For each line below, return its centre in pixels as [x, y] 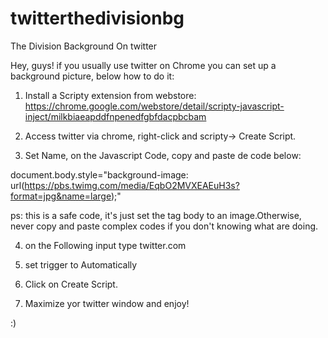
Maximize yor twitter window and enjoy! [107, 303]
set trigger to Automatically [81, 264]
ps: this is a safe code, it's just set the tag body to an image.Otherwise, [156, 215]
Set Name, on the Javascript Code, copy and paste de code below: [163, 155]
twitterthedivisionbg [97, 18]
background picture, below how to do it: [92, 76]
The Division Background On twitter [84, 46]
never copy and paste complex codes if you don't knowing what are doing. [164, 226]
